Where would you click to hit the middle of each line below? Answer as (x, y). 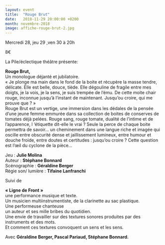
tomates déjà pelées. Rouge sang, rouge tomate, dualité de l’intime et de (79, 119)
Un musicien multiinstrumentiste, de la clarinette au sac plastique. (73, 201)
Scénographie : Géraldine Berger (39, 166)
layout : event (20, 10)
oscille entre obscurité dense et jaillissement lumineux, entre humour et (78, 135)
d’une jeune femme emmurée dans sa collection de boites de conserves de (82, 114)
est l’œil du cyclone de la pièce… (39, 145)
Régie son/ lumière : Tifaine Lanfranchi (45, 171)
